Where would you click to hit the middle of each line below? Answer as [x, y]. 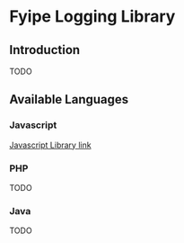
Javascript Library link [50, 145]
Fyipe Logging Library [92, 17]
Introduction [45, 50]
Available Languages [69, 99]
